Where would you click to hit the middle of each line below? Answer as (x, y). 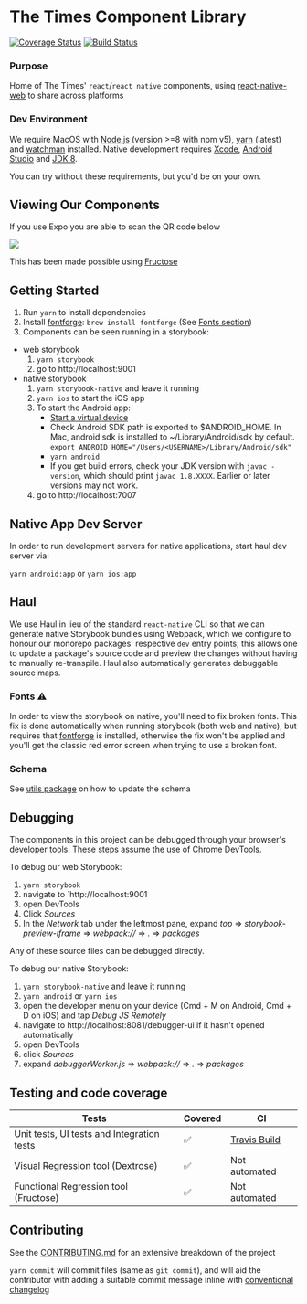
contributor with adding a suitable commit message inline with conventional (152, 1279)
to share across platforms (75, 95)
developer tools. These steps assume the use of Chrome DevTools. (136, 849)
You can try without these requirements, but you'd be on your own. (136, 176)
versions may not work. (94, 485)
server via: (30, 556)
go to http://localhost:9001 (86, 369)
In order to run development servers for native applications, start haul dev (148, 546)
